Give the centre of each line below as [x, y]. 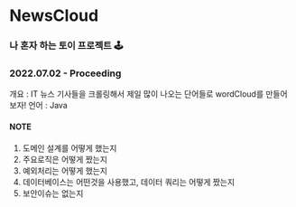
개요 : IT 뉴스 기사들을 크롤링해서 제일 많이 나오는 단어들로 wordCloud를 [137, 94]
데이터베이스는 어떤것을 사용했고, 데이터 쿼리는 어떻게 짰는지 [129, 182]
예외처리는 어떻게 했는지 [65, 170]
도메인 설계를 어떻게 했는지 [69, 148]
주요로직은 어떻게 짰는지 [65, 159]
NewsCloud [54, 16]
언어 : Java [48, 106]
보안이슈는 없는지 [53, 193]
